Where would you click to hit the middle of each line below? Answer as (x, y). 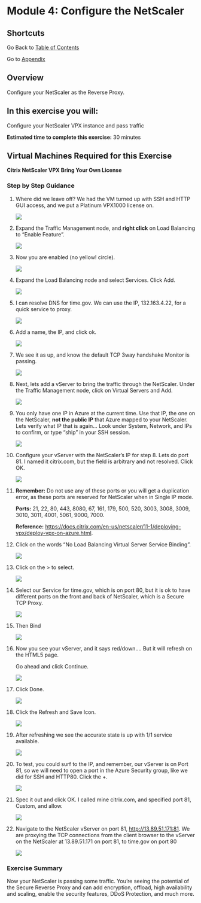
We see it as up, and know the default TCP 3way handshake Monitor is (103, 355)
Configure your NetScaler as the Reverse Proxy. (66, 92)
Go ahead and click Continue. (52, 666)
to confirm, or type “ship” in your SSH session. (73, 432)
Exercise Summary (35, 868)
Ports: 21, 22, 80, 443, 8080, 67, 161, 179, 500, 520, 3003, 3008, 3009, (103, 508)
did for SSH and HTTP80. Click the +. (62, 777)
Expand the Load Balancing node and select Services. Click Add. (95, 280)
